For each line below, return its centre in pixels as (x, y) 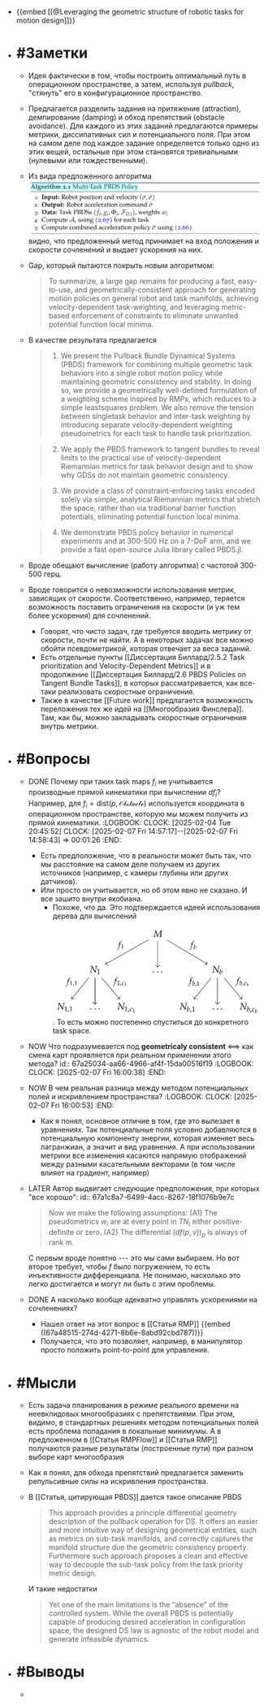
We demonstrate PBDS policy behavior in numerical (147, 533)
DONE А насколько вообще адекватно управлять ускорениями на (143, 1300)
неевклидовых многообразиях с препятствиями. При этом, (132, 1414)
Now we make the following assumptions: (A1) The (133, 1212)
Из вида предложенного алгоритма (90, 176)
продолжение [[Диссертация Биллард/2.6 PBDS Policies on (143, 675)
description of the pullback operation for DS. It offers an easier (153, 1522)
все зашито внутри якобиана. (92, 898)
